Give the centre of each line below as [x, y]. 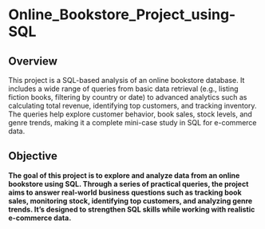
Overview [33, 61]
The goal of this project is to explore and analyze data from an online [124, 175]
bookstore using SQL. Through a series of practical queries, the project [129, 184]
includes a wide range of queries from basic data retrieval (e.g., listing [123, 89]
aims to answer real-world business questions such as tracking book [125, 192]
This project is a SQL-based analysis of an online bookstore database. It [127, 80]
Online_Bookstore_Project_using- [122, 15]
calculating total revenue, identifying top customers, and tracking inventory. [132, 106]
